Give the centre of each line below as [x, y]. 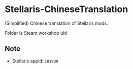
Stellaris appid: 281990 [35, 61]
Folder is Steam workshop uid [36, 33]
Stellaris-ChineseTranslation [66, 9]
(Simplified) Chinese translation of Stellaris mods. [56, 23]
